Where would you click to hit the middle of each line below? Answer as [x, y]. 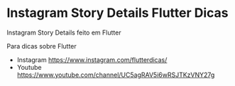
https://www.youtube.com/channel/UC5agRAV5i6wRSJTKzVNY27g [116, 75]
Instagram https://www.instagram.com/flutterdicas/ [92, 60]
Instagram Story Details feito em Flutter [64, 32]
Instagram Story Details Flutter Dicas [117, 13]
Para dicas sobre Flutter [42, 46]
